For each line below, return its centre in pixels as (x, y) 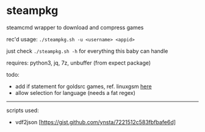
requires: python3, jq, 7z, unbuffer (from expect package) (79, 63)
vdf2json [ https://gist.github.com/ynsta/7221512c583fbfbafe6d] (95, 122)
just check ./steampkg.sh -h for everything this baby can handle (87, 51)
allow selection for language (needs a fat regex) (75, 92)
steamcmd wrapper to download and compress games (75, 27)
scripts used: (23, 110)
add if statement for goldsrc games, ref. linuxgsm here (83, 86)
